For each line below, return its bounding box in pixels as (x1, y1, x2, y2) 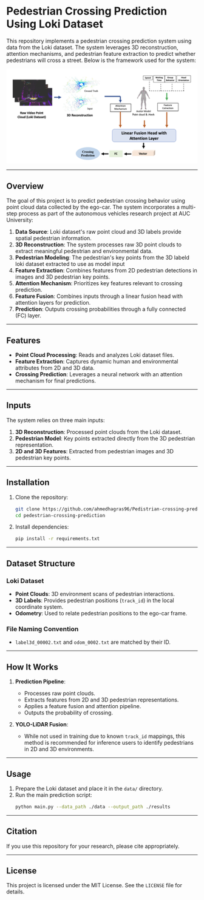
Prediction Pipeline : (15, 678, 66, 685)
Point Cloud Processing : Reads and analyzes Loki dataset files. (15, 351, 175, 359)
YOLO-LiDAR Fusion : (15, 721, 69, 728)
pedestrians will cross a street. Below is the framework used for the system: (6, 56, 196, 64)
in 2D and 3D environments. (24, 745, 94, 753)
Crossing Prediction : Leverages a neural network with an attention (15, 371, 183, 378)
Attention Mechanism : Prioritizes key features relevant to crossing (15, 280, 183, 287)
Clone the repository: (15, 493, 69, 501)
